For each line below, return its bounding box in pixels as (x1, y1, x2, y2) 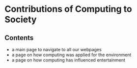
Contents (4, 34, 34, 42)
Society (4, 14, 37, 25)
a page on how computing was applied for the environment (11, 52, 132, 58)
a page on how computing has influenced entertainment (11, 57, 126, 63)
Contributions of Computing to (4, 3, 132, 15)
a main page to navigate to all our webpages (11, 47, 102, 52)
